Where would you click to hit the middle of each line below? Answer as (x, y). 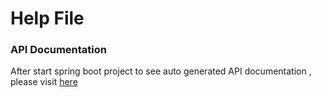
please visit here (44, 82)
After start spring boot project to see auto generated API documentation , (161, 71)
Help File (47, 18)
